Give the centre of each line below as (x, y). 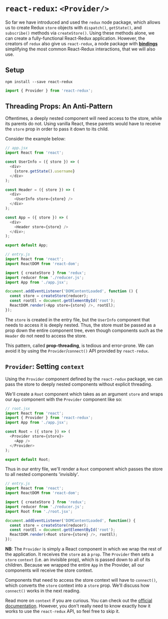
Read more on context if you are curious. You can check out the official (79, 600)
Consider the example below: (36, 139)
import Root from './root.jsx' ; (39, 511)
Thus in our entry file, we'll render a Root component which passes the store (84, 469)
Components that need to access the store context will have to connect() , (81, 580)
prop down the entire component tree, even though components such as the (84, 330)
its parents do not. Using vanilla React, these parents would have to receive (83, 124)
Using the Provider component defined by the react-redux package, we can (84, 379)
